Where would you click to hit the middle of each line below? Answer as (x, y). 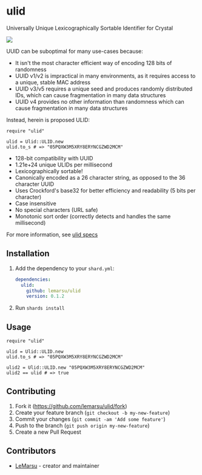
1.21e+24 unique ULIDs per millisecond (63, 165)
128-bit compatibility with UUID (54, 158)
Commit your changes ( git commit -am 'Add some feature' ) (90, 419)
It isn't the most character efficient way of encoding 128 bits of (93, 63)
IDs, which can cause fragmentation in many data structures (90, 95)
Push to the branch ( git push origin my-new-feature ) (82, 425)
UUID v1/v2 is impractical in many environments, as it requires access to (105, 76)
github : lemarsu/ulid (53, 291)
